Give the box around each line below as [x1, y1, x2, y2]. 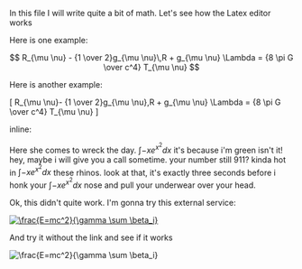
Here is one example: [9, 35, 88, 45]
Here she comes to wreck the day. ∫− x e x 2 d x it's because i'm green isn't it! [9, 142, 284, 155]
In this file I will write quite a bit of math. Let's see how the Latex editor [9, 8, 271, 18]
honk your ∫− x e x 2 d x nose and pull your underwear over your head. [9, 176, 257, 190]
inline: [9, 124, 32, 134]
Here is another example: [9, 79, 103, 89]
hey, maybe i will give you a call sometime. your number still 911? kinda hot [9, 153, 287, 165]
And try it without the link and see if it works [9, 232, 173, 243]
